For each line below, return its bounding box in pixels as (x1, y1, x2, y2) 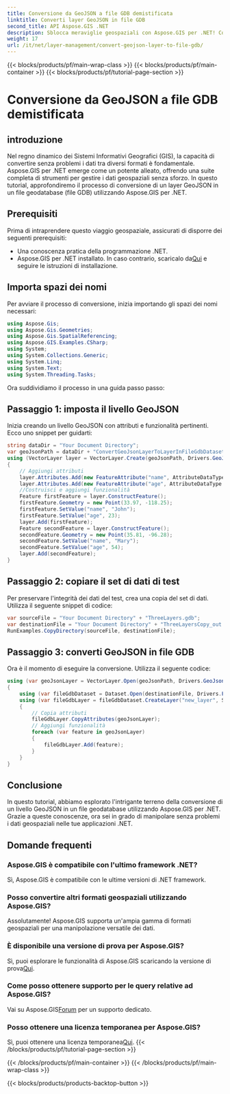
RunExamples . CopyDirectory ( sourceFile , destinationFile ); (7, 627, 176, 634)
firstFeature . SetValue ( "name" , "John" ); (19, 506, 136, 513)
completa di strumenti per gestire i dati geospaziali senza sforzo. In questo (7, 174, 218, 182)
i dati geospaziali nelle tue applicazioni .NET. (7, 820, 133, 828)
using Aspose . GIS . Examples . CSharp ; (7, 339, 109, 346)
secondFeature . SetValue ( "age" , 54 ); (19, 544, 125, 551)
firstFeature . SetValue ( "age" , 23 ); (19, 512, 121, 519)
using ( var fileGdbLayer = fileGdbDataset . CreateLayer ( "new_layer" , (19, 696, 219, 703)
